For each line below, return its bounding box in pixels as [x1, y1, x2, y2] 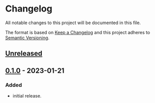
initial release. [12, 93, 42, 99]
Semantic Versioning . [5, 35, 49, 41]
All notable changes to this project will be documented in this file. [5, 20, 141, 26]
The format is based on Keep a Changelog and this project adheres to [5, 29, 150, 35]
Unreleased [5, 49, 43, 58]
